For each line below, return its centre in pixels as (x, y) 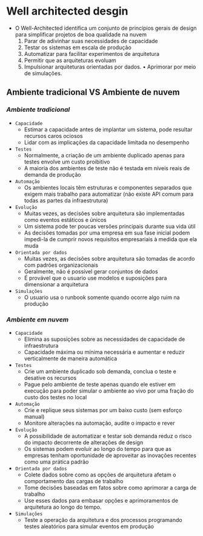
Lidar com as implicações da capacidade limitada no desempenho (107, 142)
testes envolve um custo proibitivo (67, 162)
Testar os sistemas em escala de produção (78, 47)
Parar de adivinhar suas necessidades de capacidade (91, 41)
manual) (34, 416)
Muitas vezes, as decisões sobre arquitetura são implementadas (104, 213)
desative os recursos (50, 377)
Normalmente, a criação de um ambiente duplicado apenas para (104, 155)
